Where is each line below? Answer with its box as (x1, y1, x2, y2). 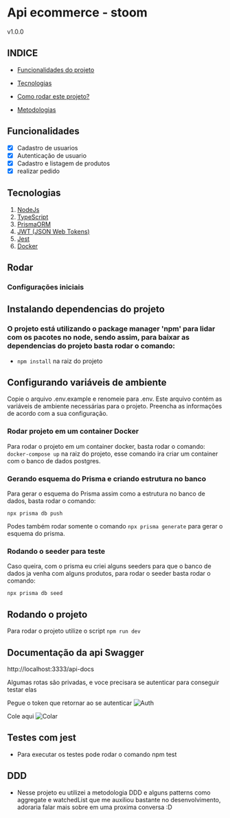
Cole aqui (7, 712, 34, 720)
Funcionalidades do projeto (16, 65, 95, 73)
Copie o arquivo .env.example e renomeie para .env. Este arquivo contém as (7, 395, 222, 403)
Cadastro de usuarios (16, 143, 78, 152)
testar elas (7, 685, 37, 694)
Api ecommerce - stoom (7, 5, 148, 21)
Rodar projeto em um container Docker (7, 427, 139, 436)
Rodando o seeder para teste (7, 546, 106, 556)
